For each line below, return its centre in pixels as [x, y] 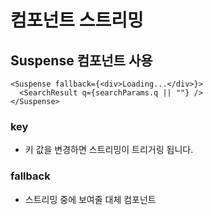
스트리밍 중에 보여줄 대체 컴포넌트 [90, 199]
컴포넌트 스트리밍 [77, 20]
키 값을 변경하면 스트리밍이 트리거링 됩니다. [109, 150]
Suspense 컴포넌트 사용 [81, 60]
